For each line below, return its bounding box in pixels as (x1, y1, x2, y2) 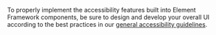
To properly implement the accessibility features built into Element (7, 6, 196, 14)
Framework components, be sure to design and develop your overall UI (7, 13, 210, 21)
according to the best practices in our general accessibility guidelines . (7, 21, 208, 28)
